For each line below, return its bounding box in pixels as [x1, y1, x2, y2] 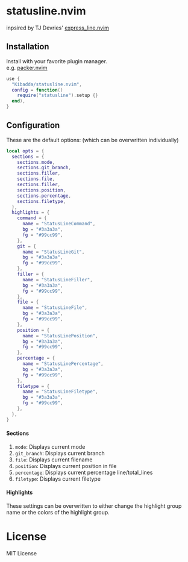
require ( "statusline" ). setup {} [17, 92, 98, 99]
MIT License [6, 550, 37, 557]
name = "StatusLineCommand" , [22, 221, 96, 227]
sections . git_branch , [17, 164, 71, 171]
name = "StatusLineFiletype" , [22, 389, 98, 395]
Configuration [6, 120, 60, 131]
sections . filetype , [17, 198, 66, 204]
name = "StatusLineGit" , [22, 249, 85, 255]
